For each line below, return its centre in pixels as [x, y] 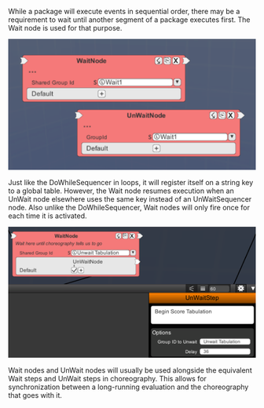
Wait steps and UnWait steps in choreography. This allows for [107, 378]
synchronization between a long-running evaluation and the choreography [128, 387]
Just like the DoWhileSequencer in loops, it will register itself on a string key [131, 183]
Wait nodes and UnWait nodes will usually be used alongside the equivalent [130, 370]
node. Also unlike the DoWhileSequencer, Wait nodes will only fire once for [129, 208]
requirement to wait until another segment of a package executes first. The [129, 20]
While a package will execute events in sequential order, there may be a [124, 11]
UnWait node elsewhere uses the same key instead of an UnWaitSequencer [130, 199]
